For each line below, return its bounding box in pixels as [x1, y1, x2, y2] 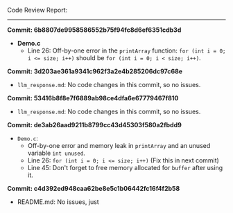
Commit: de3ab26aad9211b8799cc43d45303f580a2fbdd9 [7, 121, 182, 129]
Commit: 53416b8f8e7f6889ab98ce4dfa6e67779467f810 [7, 94, 179, 102]
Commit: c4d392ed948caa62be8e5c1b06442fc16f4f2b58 [7, 185, 180, 192]
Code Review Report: [7, 6, 68, 14]
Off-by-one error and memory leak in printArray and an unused [27, 142, 211, 149]
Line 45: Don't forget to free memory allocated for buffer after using [27, 164, 223, 172]
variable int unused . [27, 149, 85, 157]
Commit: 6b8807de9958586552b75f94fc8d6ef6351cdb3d [7, 26, 182, 34]
